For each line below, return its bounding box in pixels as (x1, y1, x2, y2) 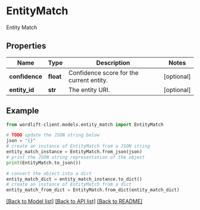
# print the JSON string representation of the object (6, 154, 145, 160)
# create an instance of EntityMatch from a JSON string (6, 144, 151, 149)
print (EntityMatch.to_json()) (6, 160, 82, 166)
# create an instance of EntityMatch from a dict (6, 182, 132, 187)
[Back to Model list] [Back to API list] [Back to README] (6, 198, 143, 205)
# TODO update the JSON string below (6, 132, 100, 138)
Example (6, 106, 39, 116)
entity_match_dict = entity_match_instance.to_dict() (6, 176, 143, 182)
